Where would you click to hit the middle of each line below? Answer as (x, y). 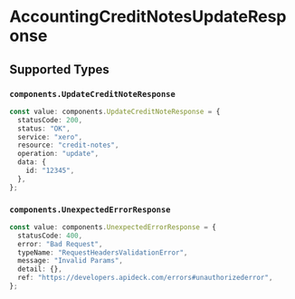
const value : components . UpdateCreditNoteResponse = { (115, 111)
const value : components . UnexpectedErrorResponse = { (113, 227)
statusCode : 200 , (50, 120)
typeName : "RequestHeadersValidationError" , (103, 252)
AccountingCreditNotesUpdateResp (148, 17)
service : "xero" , (50, 137)
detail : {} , (40, 269)
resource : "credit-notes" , (68, 145)
